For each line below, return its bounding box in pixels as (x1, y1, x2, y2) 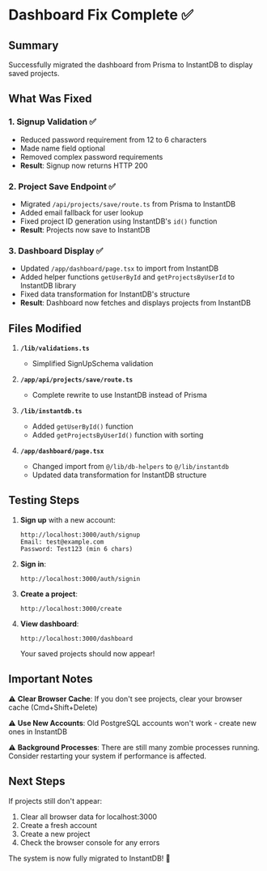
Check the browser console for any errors (19, 837, 160, 848)
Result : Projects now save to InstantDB (19, 224, 150, 234)
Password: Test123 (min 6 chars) (19, 544, 133, 553)
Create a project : (19, 589, 78, 599)
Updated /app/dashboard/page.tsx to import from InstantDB (19, 263, 219, 273)
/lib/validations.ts (19, 344, 90, 353)
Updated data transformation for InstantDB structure (32, 470, 207, 480)
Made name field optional (19, 143, 105, 153)
